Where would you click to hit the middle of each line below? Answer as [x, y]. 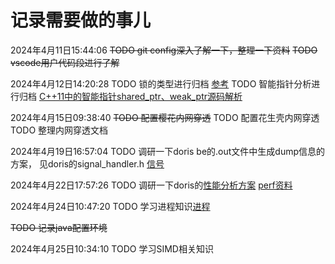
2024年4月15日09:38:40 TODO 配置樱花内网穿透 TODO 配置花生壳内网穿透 [165, 117]
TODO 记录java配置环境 [59, 227]
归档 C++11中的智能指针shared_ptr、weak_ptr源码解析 [130, 96]
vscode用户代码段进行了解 [65, 62]
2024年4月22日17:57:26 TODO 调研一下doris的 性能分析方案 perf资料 [151, 185]
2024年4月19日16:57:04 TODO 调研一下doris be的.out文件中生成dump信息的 [168, 151]
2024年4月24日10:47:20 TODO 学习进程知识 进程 [110, 206]
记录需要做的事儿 [81, 20]
